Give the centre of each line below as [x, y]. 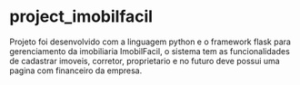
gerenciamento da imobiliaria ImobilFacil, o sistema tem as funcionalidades [150, 51]
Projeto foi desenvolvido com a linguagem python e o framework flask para [150, 42]
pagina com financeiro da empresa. [76, 71]
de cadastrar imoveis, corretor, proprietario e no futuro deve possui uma [145, 61]
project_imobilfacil [81, 17]
